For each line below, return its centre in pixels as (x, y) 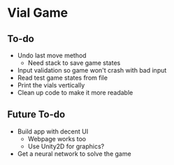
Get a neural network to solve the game (74, 153)
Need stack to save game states (74, 63)
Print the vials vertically (51, 85)
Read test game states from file (63, 78)
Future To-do (36, 114)
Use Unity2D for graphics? (66, 146)
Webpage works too (57, 138)
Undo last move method (52, 55)
